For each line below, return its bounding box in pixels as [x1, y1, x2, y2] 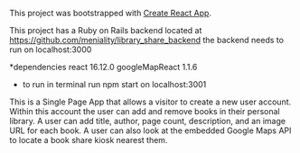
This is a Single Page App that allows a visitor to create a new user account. [9, 96, 292, 107]
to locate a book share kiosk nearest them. [9, 135, 168, 145]
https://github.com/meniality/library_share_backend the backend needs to [9, 35, 285, 45]
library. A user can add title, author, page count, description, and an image [9, 116, 286, 126]
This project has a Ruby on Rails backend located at [9, 25, 202, 35]
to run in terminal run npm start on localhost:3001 [22, 79, 207, 89]
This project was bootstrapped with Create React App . [9, 8, 212, 18]
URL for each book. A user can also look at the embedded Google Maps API [9, 125, 292, 136]
